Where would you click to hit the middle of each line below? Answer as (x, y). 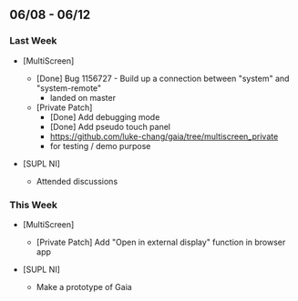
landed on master (83, 97)
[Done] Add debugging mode (105, 116)
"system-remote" (69, 88)
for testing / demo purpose (100, 145)
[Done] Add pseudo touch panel (110, 126)
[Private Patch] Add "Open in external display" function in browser (161, 242)
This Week (33, 205)
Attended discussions (77, 181)
